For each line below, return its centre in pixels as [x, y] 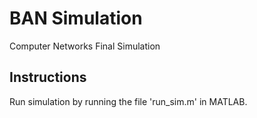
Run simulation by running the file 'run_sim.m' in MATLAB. [128, 101]
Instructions [48, 77]
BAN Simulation [76, 18]
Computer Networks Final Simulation [85, 46]
